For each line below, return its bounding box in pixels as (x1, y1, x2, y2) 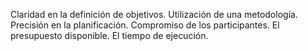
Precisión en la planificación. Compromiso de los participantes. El (10, 19, 280, 31)
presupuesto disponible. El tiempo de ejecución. (10, 30, 209, 41)
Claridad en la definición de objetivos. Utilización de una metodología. (10, 9, 298, 20)
